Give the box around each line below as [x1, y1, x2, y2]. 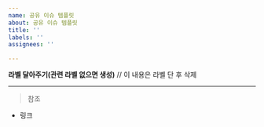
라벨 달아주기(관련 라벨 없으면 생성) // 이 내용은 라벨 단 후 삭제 [8, 70, 197, 79]
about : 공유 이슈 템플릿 [8, 19, 79, 27]
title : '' [8, 26, 41, 34]
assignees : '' [8, 41, 55, 49]
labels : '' [8, 33, 44, 42]
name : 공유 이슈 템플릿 [8, 11, 75, 20]
